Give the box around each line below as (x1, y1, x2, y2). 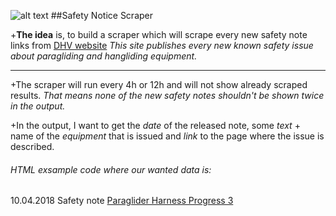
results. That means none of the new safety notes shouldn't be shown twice (10, 90, 325, 101)
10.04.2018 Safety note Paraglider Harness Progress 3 (10, 195, 234, 207)
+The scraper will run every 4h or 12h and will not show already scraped (10, 79, 308, 90)
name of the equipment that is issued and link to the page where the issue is (10, 130, 325, 142)
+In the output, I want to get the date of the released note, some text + (10, 120, 301, 131)
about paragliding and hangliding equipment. (10, 50, 198, 62)
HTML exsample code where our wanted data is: (10, 163, 212, 175)
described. (10, 141, 55, 152)
